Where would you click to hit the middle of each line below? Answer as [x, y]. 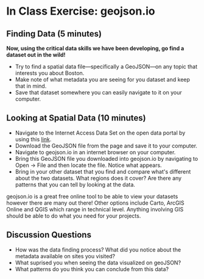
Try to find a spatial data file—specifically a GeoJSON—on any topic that [106, 66]
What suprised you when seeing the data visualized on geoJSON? [98, 263]
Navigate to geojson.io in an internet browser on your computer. [95, 152]
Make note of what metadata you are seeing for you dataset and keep [103, 79]
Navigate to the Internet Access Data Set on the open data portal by [100, 133]
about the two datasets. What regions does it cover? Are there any [98, 178]
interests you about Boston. [50, 73]
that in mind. [31, 86]
